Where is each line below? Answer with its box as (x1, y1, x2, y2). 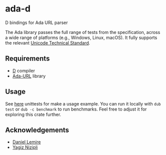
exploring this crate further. (5, 111, 61, 117)
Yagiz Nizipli (12, 144, 38, 150)
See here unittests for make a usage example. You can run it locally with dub (5, 100, 161, 106)
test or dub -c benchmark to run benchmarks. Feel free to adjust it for (5, 106, 147, 112)
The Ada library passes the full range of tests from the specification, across (5, 29, 161, 35)
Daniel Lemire (12, 139, 41, 145)
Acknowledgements (5, 125, 69, 134)
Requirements (5, 54, 50, 63)
